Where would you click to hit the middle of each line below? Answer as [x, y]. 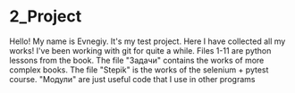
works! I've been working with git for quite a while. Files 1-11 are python [140, 50]
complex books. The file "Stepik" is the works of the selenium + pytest [139, 70]
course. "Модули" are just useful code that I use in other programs [132, 79]
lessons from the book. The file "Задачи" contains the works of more [137, 60]
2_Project [46, 17]
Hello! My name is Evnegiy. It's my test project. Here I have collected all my [147, 41]
